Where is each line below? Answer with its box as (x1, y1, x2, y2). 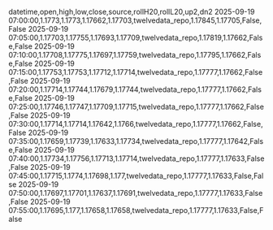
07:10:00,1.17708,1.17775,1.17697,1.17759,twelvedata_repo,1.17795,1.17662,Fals (8, 50, 262, 59)
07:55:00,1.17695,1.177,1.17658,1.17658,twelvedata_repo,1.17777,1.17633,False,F (8, 206, 264, 215)
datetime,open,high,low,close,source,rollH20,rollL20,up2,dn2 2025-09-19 (8, 7, 255, 16)
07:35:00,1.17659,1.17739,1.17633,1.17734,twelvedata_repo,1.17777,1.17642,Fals (8, 137, 264, 145)
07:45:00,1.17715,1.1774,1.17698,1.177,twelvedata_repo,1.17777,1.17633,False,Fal (8, 171, 264, 180)
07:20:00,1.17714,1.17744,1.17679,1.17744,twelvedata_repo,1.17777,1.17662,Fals (8, 85, 262, 94)
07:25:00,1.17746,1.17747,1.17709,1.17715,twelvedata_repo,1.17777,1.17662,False (8, 102, 264, 111)
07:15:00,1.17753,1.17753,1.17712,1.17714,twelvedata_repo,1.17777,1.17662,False (8, 67, 263, 76)
